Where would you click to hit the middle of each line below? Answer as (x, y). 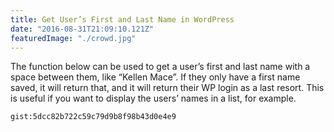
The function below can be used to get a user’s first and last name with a (160, 67)
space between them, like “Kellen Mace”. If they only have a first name (155, 77)
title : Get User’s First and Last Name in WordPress (122, 19)
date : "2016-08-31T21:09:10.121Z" (82, 29)
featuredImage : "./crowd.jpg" (73, 38)
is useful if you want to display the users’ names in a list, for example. (153, 98)
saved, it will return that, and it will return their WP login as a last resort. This (167, 88)
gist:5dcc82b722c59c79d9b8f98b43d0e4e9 (93, 117)
